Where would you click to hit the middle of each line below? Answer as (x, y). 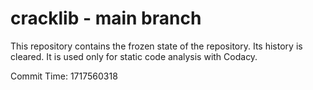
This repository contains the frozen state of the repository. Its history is (156, 46)
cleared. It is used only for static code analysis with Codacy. (134, 56)
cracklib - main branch (106, 18)
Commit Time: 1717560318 (64, 76)
